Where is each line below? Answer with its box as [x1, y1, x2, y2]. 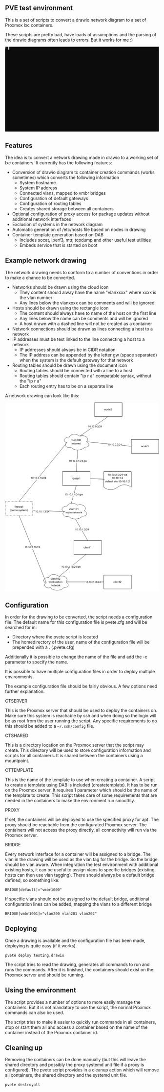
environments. [5, 674, 34, 680]
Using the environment [5, 986, 77, 994]
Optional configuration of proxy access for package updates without [12, 211, 150, 217]
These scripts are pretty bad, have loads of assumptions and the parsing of [5, 31, 157, 37]
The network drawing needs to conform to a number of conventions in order [5, 269, 159, 275]
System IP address [19, 185, 58, 191]
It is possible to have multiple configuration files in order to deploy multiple [5, 668, 155, 674]
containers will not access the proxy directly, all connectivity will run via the [5, 827, 157, 833]
